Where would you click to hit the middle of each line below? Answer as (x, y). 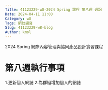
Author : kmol (18, 32)
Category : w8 (18, 18)
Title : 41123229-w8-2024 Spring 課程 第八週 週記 (54, 9)
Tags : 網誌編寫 (19, 23)
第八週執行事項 (35, 68)
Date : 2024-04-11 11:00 (29, 14)
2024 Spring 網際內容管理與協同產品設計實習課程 (54, 46)
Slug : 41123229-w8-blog (29, 28)
